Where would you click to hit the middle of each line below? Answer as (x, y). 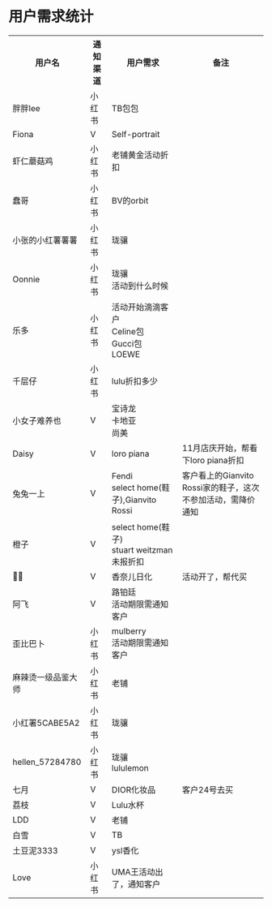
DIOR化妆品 (134, 789)
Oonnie (26, 279)
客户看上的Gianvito (218, 475)
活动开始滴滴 (136, 307)
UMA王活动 (134, 871)
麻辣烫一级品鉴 (41, 677)
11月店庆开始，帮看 (220, 448)
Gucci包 (127, 343)
